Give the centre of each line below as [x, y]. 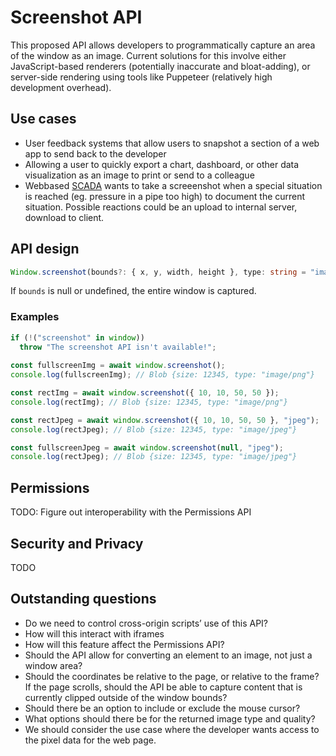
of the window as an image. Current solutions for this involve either [148, 55]
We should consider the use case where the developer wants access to [172, 729]
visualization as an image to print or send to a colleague [139, 175]
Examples [35, 317]
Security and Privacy [77, 543]
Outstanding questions [83, 599]
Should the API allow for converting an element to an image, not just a [168, 655]
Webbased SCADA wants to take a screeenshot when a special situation [173, 185]
